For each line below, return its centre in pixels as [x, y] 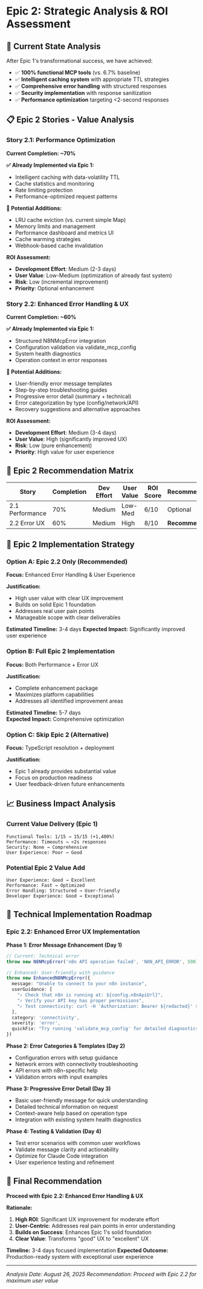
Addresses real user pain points [55, 611]
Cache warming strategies [48, 239]
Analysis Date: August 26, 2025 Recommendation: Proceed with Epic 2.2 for [101, 1274]
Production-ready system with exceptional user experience [80, 1256]
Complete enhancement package [56, 688]
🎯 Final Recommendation [54, 1181]
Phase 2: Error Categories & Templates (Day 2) [66, 1046]
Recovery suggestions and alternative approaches [78, 409]
